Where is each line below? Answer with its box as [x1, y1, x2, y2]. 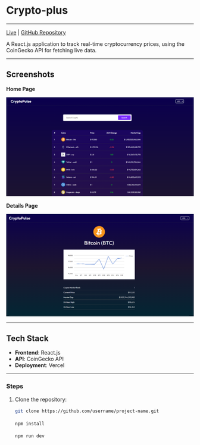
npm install [14, 421, 45, 427]
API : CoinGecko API [14, 355, 64, 363]
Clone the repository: [14, 396, 67, 403]
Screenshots [6, 70, 55, 80]
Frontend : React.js [14, 349, 61, 356]
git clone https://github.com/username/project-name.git [14, 408, 160, 414]
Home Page [6, 85, 36, 92]
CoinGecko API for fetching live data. [6, 46, 97, 54]
